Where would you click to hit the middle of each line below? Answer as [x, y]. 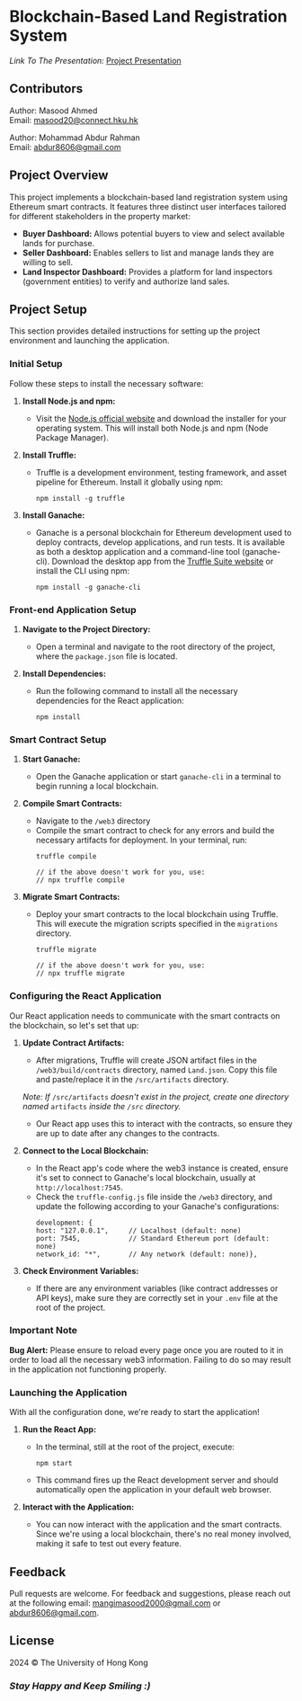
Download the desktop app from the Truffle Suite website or [163, 561]
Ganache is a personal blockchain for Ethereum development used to [164, 532]
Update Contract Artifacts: [73, 1042]
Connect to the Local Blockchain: [85, 1150]
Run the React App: [59, 1429]
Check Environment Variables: [80, 1270]
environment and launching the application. [89, 341]
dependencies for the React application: [110, 700]
